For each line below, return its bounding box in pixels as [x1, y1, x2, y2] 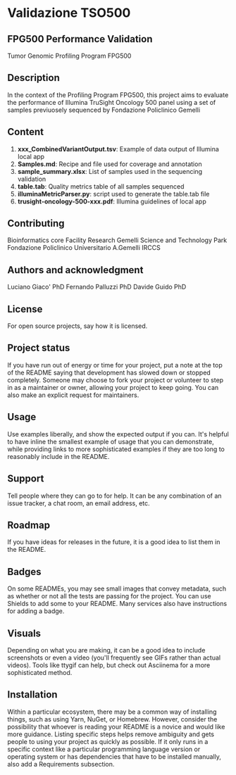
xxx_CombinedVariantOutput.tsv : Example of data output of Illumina [17, 144, 220, 153]
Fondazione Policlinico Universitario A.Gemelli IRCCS [7, 244, 161, 252]
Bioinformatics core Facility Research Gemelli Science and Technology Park [7, 236, 228, 244]
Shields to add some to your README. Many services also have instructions [7, 600, 228, 608]
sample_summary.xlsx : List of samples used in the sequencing [17, 167, 203, 175]
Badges [7, 565, 42, 578]
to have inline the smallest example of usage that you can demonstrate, [7, 437, 214, 446]
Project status [7, 342, 70, 354]
